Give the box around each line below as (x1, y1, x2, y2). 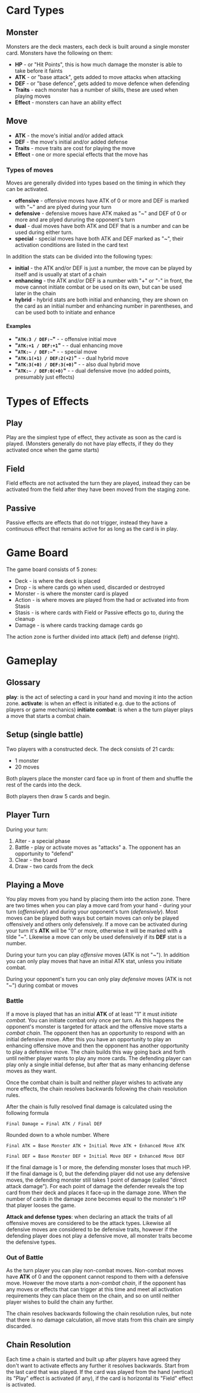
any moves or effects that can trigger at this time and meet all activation (6, 1285, 183, 1292)
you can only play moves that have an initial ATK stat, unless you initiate (6, 958, 183, 965)
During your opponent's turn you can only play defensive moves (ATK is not (6, 976, 192, 983)
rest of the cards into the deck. (6, 781, 82, 788)
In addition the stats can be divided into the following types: (6, 253, 153, 260)
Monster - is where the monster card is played (14, 590, 129, 597)
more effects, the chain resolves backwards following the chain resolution (6, 1085, 187, 1092)
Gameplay (6, 654, 58, 667)
